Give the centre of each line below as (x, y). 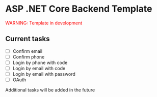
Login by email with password (44, 74)
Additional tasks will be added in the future (50, 90)
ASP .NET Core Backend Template (79, 9)
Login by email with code (39, 68)
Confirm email (28, 51)
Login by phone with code (40, 62)
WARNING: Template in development (44, 23)
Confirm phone (29, 57)
